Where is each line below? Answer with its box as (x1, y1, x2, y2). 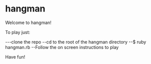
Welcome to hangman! (5, 19, 51, 25)
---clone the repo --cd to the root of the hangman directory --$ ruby (5, 38, 146, 45)
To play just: (5, 29, 30, 35)
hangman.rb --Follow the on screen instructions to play (5, 44, 119, 50)
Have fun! (5, 53, 25, 60)
